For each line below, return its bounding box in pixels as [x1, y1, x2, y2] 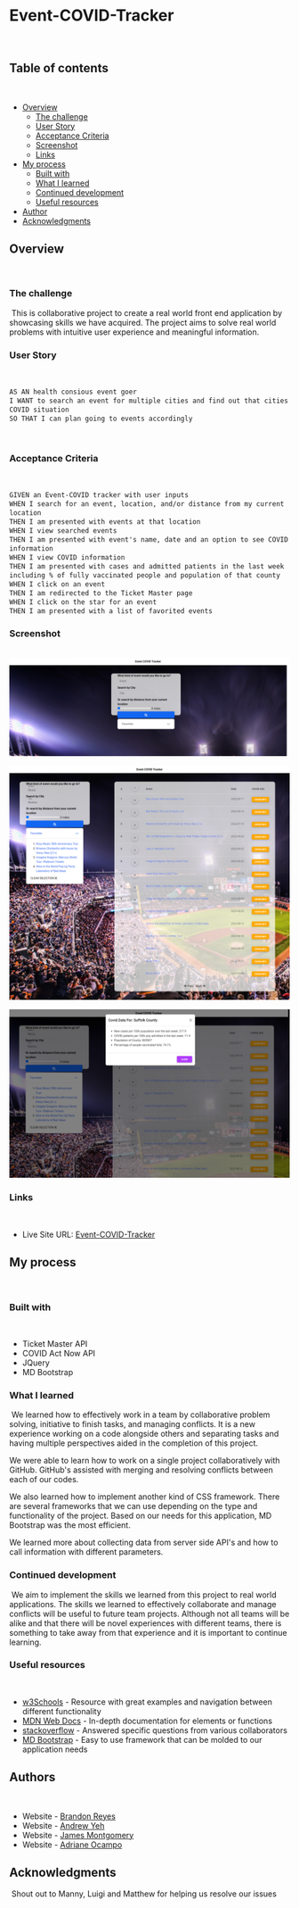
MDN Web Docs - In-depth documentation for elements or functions [21, 1715, 273, 1726]
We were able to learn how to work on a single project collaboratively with [9, 1456, 280, 1466]
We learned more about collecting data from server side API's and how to [9, 1537, 279, 1548]
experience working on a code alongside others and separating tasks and [9, 1429, 279, 1439]
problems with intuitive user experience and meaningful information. [9, 327, 260, 337]
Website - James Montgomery [21, 1829, 134, 1840]
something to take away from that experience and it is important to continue [9, 1627, 287, 1638]
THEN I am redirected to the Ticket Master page [9, 589, 193, 598]
